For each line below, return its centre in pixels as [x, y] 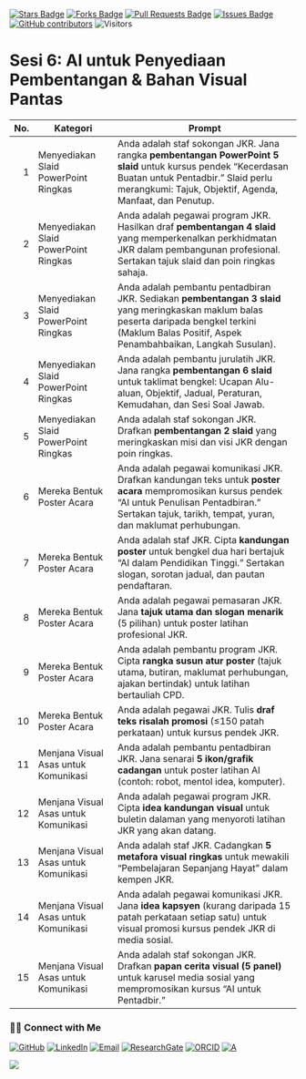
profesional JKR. [153, 634]
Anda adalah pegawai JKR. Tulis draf [196, 709]
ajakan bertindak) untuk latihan [184, 683]
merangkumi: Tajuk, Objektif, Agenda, [198, 189]
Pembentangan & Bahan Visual [128, 80]
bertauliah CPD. [151, 694]
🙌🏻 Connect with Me [56, 1027]
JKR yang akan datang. [167, 830]
